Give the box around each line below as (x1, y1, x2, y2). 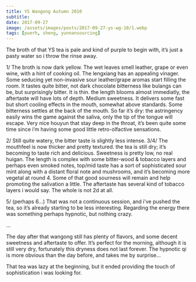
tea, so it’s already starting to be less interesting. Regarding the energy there (6, 204, 190, 211)
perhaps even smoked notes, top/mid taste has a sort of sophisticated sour (6, 162, 187, 169)
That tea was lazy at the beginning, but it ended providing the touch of (6, 263, 176, 270)
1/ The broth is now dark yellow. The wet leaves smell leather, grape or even (6, 64, 188, 71)
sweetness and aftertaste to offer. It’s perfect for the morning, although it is (6, 239, 187, 246)
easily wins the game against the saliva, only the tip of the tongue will (6, 113, 173, 120)
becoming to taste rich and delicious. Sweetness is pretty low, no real (6, 149, 173, 156)
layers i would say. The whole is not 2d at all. (6, 187, 114, 194)
